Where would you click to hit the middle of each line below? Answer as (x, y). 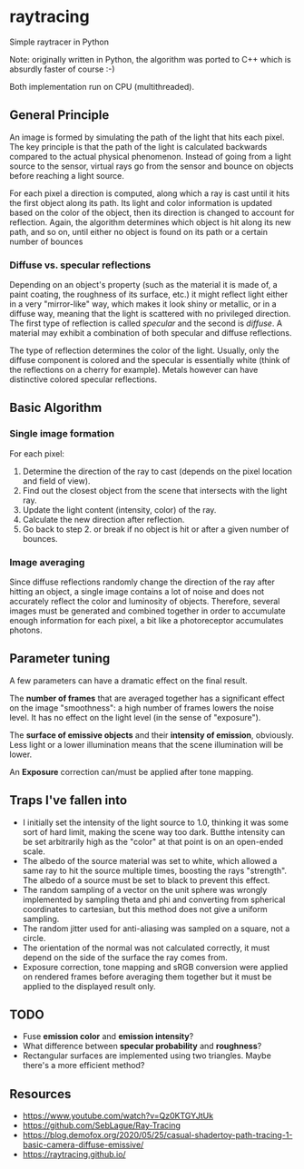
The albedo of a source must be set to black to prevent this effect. (146, 880)
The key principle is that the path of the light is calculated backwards (138, 146)
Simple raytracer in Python (59, 42)
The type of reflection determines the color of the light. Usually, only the (144, 350)
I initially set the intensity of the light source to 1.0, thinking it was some (155, 822)
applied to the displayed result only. (89, 986)
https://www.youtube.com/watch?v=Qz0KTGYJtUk (118, 1116)
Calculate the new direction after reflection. (103, 519)
